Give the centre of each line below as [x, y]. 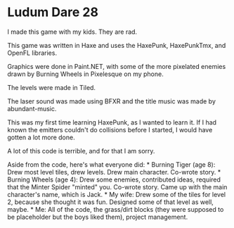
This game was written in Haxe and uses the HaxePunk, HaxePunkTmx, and [117, 45]
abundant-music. [32, 108]
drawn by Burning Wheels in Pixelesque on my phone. [85, 74]
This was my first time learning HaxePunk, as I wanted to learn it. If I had [112, 122]
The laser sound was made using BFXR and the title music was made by [111, 101]
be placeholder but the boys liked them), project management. [98, 217]
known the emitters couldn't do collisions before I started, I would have [110, 129]
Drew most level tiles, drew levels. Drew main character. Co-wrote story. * [114, 172]
